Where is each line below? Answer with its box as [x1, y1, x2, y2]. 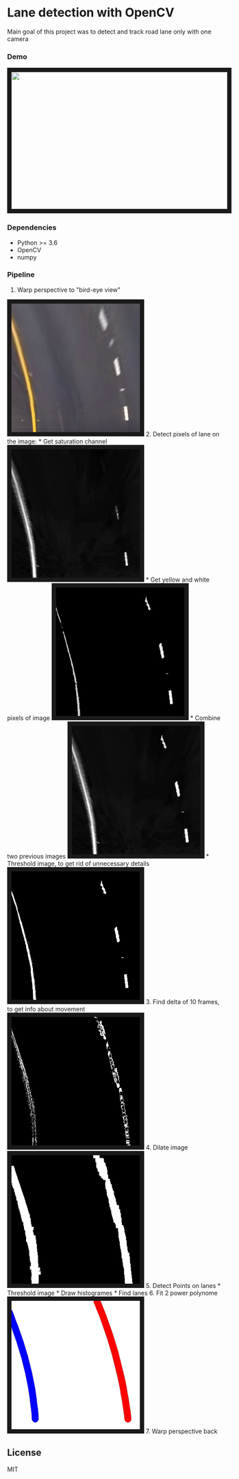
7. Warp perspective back [145, 1427, 218, 1435]
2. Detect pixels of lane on [145, 430, 220, 438]
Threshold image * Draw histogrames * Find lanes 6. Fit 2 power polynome [7, 1289, 218, 1297]
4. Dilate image [145, 1143, 188, 1152]
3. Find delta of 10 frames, [145, 997, 220, 1006]
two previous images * [7, 852, 210, 860]
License [7, 1447, 42, 1458]
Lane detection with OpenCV [7, 5, 175, 21]
